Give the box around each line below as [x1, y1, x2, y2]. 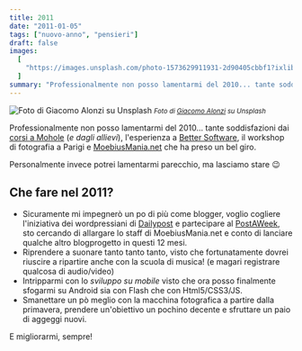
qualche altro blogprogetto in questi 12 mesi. [22, 238, 188, 248]
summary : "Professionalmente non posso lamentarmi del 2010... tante [9, 80, 276, 89]
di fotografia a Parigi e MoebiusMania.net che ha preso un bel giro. [9, 141, 257, 152]
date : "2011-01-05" [9, 22, 83, 31]
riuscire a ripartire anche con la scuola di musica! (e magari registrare [22, 256, 280, 267]
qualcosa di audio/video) [22, 266, 115, 277]
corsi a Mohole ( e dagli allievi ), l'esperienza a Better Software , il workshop [9, 131, 285, 142]
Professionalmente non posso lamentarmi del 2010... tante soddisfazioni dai [9, 122, 289, 133]
